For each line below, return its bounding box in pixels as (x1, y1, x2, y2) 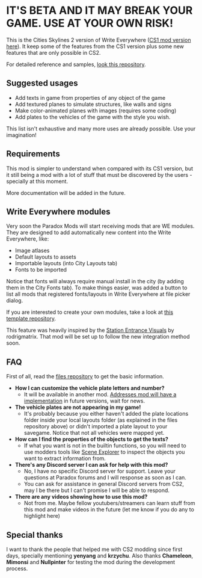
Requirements (6, 149, 60, 159)
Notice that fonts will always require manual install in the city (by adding (6, 278, 185, 285)
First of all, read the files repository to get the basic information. (6, 373, 164, 380)
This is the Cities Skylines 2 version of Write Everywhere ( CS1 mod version (6, 36, 191, 43)
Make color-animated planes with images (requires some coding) (14, 106, 177, 114)
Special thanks (6, 530, 63, 540)
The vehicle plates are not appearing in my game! (14, 404, 141, 411)
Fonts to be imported (14, 266, 67, 274)
